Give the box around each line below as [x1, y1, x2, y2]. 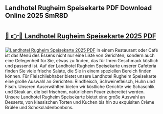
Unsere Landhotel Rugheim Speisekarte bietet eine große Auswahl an [5, 94, 145, 100]
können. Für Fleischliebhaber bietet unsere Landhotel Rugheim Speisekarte [5, 73, 157, 79]
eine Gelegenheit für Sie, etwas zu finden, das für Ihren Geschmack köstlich [5, 58, 159, 63]
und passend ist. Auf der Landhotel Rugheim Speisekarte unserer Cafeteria [5, 63, 157, 68]
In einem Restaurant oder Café [96, 47, 158, 53]
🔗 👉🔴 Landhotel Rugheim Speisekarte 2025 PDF [5, 32, 157, 40]
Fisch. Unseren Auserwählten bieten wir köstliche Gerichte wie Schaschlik [5, 84, 155, 90]
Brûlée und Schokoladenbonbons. [5, 105, 73, 110]
